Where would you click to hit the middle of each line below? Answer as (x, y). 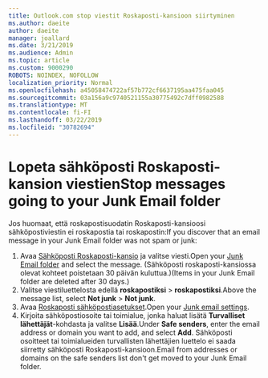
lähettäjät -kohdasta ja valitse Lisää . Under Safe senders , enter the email (140, 324)
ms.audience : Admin (41, 53)
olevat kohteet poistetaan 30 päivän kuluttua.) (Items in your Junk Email (137, 272)
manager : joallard (39, 38)
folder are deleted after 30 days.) (75, 281)
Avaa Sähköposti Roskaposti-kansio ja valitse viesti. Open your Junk (132, 255)
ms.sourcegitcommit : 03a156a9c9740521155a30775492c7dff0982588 (116, 98)
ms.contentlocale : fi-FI (50, 113)
